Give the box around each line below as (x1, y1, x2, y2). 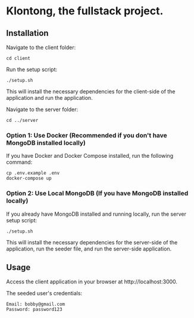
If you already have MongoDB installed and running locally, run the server (6, 210, 186, 218)
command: (6, 158, 33, 166)
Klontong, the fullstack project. (6, 4, 164, 18)
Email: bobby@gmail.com (6, 301, 65, 307)
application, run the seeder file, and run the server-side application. (6, 245, 172, 252)
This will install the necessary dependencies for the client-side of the (6, 88, 176, 95)
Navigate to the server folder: (6, 106, 79, 113)
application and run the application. (6, 94, 93, 101)
